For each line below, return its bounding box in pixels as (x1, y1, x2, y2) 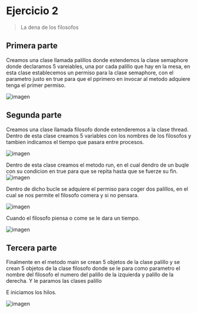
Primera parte (6, 41, 58, 51)
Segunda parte (6, 110, 62, 120)
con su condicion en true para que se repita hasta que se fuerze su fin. (6, 167, 178, 175)
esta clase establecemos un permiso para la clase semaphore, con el (6, 69, 173, 76)
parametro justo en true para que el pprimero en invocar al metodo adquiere (6, 75, 191, 82)
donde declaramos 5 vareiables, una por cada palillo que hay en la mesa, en (6, 63, 191, 70)
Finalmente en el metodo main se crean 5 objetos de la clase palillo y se (6, 259, 181, 266)
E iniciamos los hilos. (6, 289, 57, 296)
